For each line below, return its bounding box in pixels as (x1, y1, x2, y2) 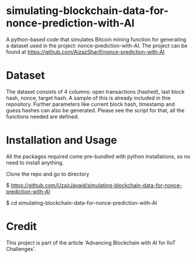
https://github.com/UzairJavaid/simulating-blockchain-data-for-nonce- (11, 181, 183, 188)
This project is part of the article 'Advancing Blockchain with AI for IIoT (6, 239, 176, 246)
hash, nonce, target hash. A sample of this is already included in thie (6, 94, 171, 101)
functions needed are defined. (6, 113, 79, 120)
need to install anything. (6, 159, 64, 166)
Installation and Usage (6, 133, 117, 147)
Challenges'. (6, 245, 36, 252)
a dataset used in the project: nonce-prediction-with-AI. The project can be (6, 42, 188, 49)
